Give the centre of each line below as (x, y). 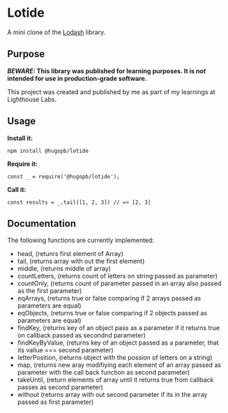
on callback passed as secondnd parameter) (82, 336)
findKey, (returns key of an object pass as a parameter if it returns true (119, 328)
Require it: (23, 164)
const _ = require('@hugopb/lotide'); (63, 177)
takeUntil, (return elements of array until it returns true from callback (115, 380)
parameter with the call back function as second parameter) (104, 373)
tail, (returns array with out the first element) (81, 261)
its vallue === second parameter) (65, 350)
